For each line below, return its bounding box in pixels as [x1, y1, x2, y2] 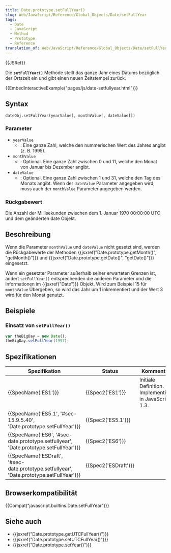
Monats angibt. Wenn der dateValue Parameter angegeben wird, [20, 180, 155, 186]
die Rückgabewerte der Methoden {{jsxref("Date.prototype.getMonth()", [5, 249, 157, 255]
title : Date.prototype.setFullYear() [5, 7, 85, 13]
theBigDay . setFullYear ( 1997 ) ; [5, 338, 70, 343]
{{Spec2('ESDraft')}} [85, 462, 135, 469]
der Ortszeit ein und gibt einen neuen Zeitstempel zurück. [5, 75, 126, 81]
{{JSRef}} [5, 59, 25, 65]
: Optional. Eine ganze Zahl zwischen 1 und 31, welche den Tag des [20, 174, 161, 181]
